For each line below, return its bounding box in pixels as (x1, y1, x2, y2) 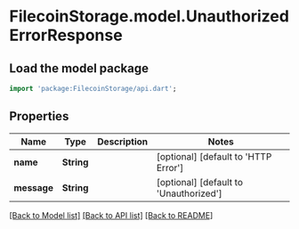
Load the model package (9, 61, 149, 76)
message (13, 181, 53, 193)
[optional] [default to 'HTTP (156, 150, 272, 162)
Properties (9, 109, 69, 124)
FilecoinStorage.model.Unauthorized (9, 6, 289, 27)
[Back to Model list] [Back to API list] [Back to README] (9, 209, 214, 220)
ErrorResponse (9, 25, 123, 45)
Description (97, 135, 149, 148)
